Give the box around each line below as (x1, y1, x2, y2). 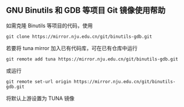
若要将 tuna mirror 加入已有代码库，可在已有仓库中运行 (6, 44, 138, 51)
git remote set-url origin (6, 79, 72, 84)
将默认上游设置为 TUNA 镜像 (6, 95, 75, 102)
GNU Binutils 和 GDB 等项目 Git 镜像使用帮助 (6, 5, 166, 16)
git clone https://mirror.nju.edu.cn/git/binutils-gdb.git (6, 34, 153, 40)
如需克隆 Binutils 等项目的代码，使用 (6, 22, 93, 29)
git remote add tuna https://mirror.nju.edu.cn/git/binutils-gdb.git (6, 56, 179, 62)
